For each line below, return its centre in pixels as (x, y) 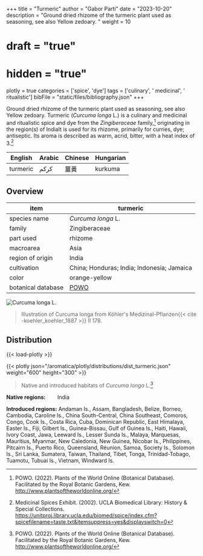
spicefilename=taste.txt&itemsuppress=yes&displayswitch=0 (91, 521)
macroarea (25, 248)
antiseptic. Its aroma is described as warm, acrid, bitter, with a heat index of (101, 135)
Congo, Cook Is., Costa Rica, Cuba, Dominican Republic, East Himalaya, (95, 421)
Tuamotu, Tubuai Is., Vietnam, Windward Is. (60, 460)
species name (29, 219)
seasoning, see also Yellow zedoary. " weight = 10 (69, 22)
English (21, 158)
